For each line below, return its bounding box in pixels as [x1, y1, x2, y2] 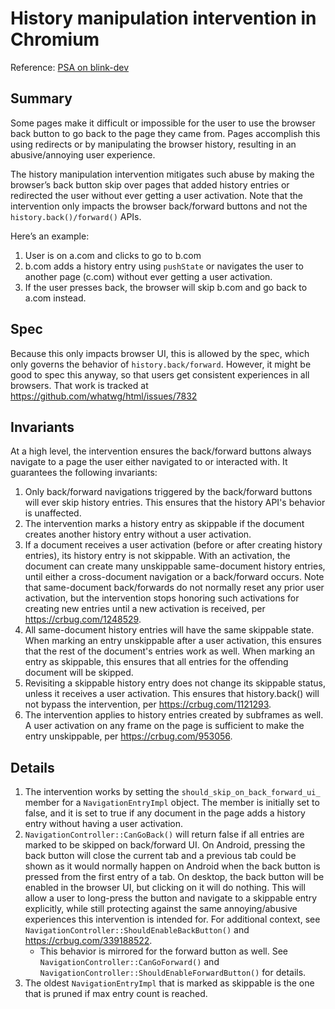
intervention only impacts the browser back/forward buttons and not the [10, 200, 308, 212]
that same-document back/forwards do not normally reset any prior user [24, 582, 325, 594]
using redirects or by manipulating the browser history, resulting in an [10, 138, 297, 150]
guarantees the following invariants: [10, 467, 158, 479]
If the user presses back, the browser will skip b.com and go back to [24, 281, 308, 293]
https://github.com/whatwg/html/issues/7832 [10, 390, 198, 402]
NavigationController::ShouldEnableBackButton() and [24, 924, 250, 936]
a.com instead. [24, 292, 87, 304]
